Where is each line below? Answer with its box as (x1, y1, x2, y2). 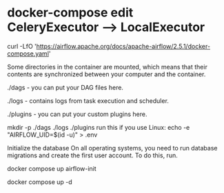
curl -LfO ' (7, 42, 37, 50)
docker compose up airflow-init (7, 164, 96, 172)
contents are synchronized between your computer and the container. (7, 70, 206, 78)
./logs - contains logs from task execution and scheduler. (7, 96, 169, 104)
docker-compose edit (7, 5, 134, 21)
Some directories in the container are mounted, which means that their (7, 63, 208, 71)
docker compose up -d (7, 177, 72, 186)
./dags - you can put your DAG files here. (7, 83, 124, 91)
